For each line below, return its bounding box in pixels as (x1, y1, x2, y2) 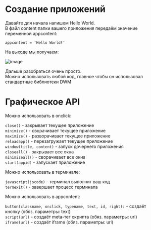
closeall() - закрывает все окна (5, 148, 74, 155)
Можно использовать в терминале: (5, 169, 80, 175)
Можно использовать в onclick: (5, 113, 72, 118)
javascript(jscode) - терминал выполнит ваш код (5, 178, 110, 185)
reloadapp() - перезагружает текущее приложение (5, 138, 113, 144)
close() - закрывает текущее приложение (5, 122, 94, 128)
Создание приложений (5, 3, 105, 15)
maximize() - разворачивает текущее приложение (5, 133, 110, 139)
